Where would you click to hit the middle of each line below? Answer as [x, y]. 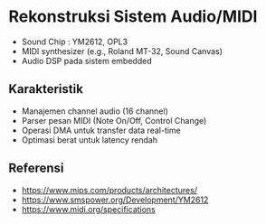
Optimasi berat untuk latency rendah [90, 140]
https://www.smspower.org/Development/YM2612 [115, 200]
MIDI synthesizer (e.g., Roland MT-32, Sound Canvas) [122, 51]
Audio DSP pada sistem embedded [86, 61]
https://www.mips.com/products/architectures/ [109, 190]
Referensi [36, 168]
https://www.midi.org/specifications [88, 209]
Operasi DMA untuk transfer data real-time [101, 130]
